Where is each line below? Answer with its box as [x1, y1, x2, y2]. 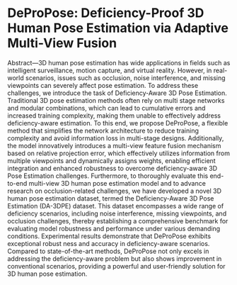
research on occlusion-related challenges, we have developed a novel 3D [7, 186, 221, 195]
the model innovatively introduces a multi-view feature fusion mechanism [7, 141, 221, 150]
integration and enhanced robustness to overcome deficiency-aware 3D [7, 164, 218, 172]
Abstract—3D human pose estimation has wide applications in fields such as [7, 58, 231, 67]
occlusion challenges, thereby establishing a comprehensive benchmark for [7, 216, 229, 225]
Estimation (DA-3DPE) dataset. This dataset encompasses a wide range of [7, 201, 224, 210]
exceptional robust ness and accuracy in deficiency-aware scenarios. [7, 239, 210, 247]
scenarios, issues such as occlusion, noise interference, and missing [25, 73, 226, 82]
